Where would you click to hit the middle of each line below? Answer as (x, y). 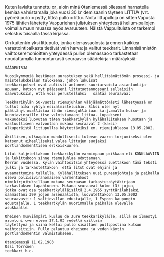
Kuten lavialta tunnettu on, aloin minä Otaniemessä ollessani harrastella (77, 7)
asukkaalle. (17, 208)
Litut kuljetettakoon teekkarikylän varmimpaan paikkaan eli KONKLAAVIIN (82, 154)
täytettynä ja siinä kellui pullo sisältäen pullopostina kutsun (73, 225)
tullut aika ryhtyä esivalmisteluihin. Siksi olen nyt (62, 107)
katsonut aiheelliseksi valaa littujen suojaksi (56, 141)
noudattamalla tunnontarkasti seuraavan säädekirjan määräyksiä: (71, 58)
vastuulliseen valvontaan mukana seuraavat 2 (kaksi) (61, 124)
